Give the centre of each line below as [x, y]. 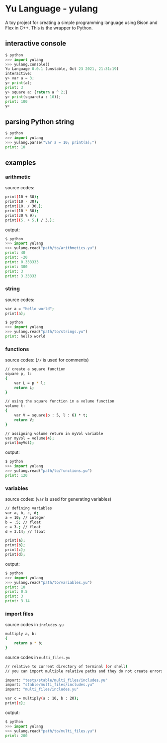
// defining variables [29, 508]
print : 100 [16, 101]
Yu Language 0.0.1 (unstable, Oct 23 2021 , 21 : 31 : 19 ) [62, 69]
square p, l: [19, 374]
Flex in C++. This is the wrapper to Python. [49, 27]
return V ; [24, 420]
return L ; [24, 387]
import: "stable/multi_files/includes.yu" [50, 685]
